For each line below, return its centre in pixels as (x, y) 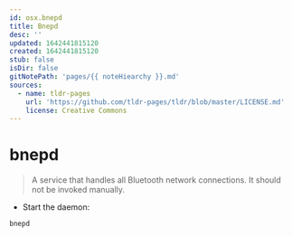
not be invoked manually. (78, 190)
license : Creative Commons (76, 110)
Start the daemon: (56, 207)
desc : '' (26, 34)
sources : (26, 85)
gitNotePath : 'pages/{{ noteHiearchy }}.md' (94, 77)
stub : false (32, 60)
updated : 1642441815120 (54, 43)
